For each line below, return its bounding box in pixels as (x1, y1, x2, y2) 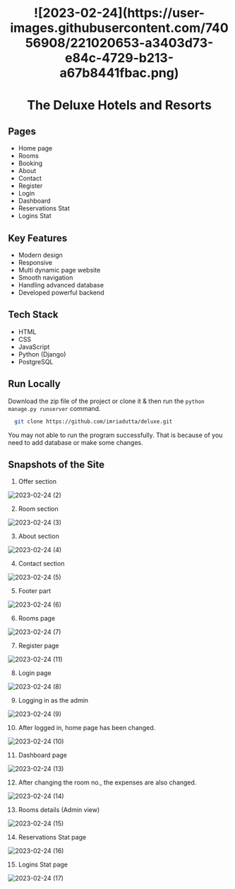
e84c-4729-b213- (64, 50, 174, 66)
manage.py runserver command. (8, 404, 101, 412)
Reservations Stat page (18, 833, 87, 842)
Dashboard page (18, 751, 68, 760)
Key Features (8, 232, 68, 244)
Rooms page (18, 614, 56, 623)
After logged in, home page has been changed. (18, 724, 156, 732)
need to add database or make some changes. (8, 438, 143, 446)
